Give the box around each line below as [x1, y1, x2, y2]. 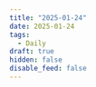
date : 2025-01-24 [9, 22, 75, 31]
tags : [9, 30, 30, 39]
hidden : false [9, 55, 63, 64]
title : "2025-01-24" [9, 13, 88, 23]
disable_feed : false [9, 64, 88, 73]
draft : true [9, 47, 54, 56]
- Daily [17, 38, 47, 48]
